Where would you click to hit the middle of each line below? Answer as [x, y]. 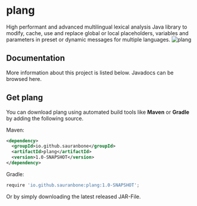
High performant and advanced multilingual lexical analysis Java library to [97, 27]
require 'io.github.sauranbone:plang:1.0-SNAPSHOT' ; [73, 185]
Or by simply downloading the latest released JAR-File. [74, 196]
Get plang [25, 98]
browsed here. [24, 79]
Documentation [36, 58]
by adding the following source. [45, 118]
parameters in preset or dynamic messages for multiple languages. [88, 39]
